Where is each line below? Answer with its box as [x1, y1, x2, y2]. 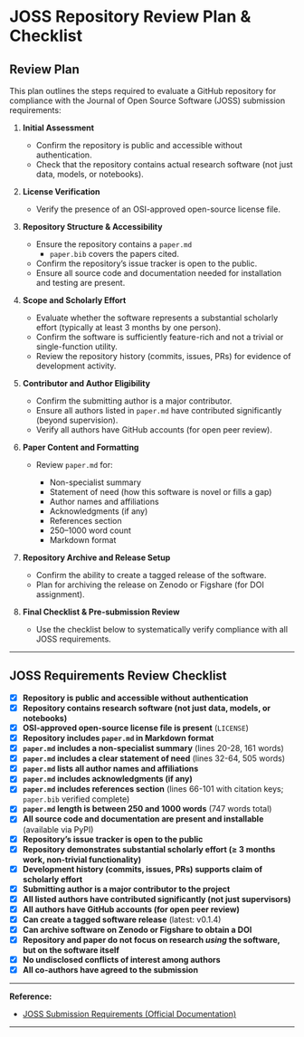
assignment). [35, 589, 85, 599]
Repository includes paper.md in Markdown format [22, 733, 214, 743]
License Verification [22, 186, 100, 196]
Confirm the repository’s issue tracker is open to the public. [35, 258, 258, 269]
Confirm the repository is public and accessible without [35, 140, 242, 150]
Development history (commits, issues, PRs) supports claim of [22, 863, 263, 874]
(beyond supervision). [35, 414, 119, 425]
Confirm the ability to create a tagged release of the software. [35, 570, 267, 580]
